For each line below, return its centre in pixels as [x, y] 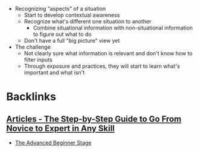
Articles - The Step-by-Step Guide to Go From [94, 119]
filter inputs [38, 60]
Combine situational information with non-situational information [113, 28]
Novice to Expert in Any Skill [61, 128]
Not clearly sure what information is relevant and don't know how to [108, 53]
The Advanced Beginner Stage [53, 143]
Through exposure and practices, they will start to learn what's [102, 66]
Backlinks [31, 97]
